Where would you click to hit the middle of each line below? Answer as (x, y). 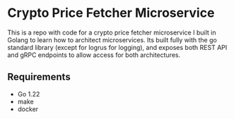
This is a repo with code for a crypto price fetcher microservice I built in (112, 32)
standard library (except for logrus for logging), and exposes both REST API (117, 47)
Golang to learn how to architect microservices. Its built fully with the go (112, 39)
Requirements (39, 77)
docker (28, 109)
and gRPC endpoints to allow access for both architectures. (94, 55)
